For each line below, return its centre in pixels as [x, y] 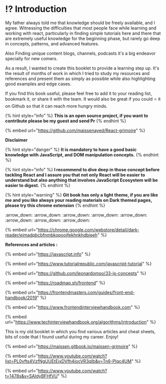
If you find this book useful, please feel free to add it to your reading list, [79, 93]
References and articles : [31, 244]
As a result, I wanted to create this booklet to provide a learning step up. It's [82, 68]
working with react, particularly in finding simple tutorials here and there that [83, 33]
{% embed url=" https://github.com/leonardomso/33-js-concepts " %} [76, 273]
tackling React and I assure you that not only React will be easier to [75, 175]
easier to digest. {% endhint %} [38, 185]
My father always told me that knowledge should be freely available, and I [80, 23]
